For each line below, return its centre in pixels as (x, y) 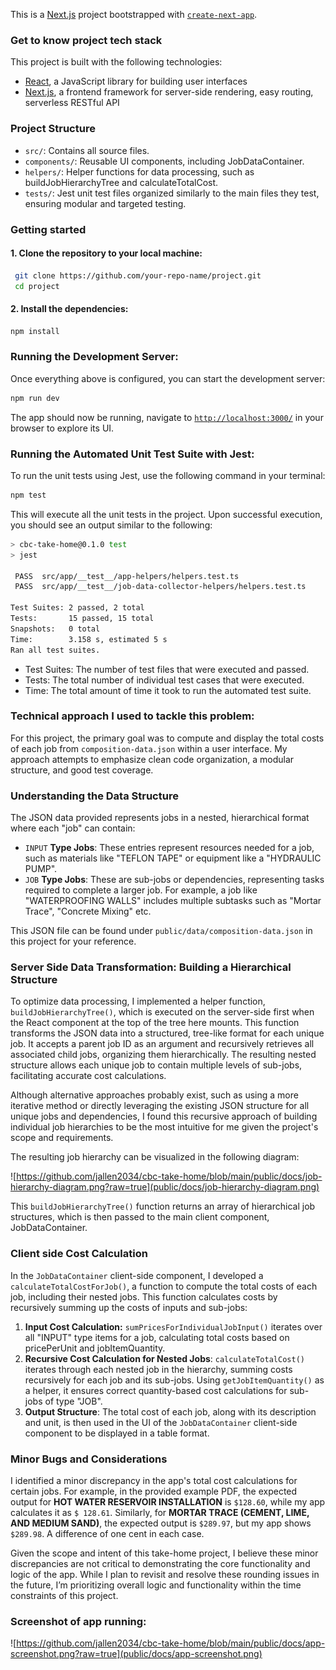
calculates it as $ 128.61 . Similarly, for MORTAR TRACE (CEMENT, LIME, (160, 1512)
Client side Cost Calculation (79, 1254)
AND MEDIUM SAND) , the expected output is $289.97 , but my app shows (161, 1523)
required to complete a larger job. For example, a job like (141, 890)
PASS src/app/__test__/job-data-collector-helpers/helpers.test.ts (160, 587)
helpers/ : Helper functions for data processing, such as (139, 171)
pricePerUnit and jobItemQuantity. (95, 1348)
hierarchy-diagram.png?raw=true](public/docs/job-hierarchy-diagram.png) (165, 1187)
